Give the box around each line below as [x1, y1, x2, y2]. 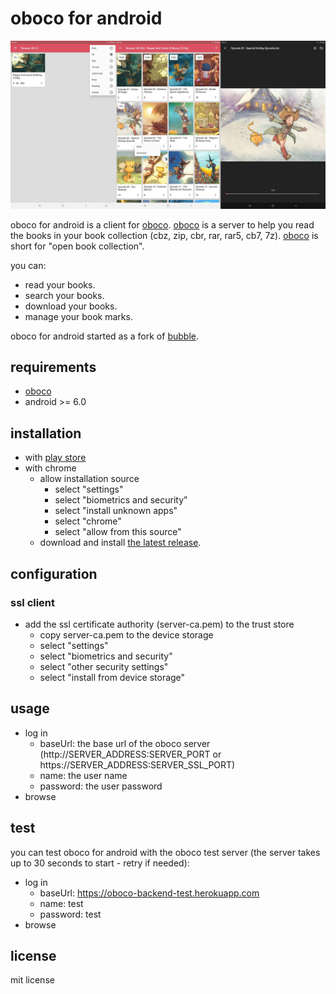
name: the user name [39, 769, 128, 781]
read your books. [24, 278, 96, 291]
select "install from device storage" [39, 671, 186, 683]
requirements [10, 359, 97, 376]
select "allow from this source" [54, 526, 182, 538]
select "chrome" [54, 515, 122, 527]
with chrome [24, 462, 77, 474]
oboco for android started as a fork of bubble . [10, 330, 199, 342]
